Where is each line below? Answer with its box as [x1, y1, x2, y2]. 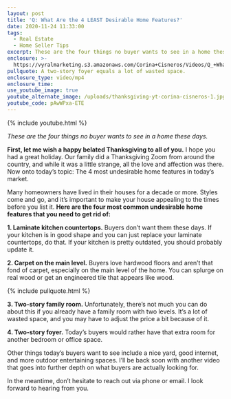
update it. [7, 245, 34, 254]
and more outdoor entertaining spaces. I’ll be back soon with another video [7, 356, 220, 364]
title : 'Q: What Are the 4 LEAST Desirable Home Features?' [7, 17, 184, 23]
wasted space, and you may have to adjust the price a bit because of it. [7, 314, 210, 323]
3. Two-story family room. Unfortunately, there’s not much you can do [7, 300, 208, 308]
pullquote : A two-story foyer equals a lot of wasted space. [7, 68, 186, 74]
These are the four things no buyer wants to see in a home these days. [7, 132, 208, 140]
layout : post [7, 10, 45, 17]
